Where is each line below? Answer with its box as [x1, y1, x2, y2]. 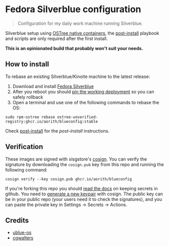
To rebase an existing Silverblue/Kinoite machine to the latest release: [5, 73, 150, 79]
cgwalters [12, 235, 34, 241]
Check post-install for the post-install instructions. [5, 128, 110, 134]
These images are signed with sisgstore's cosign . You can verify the [5, 156, 147, 162]
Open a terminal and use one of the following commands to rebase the [12, 99, 159, 105]
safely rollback [12, 94, 43, 100]
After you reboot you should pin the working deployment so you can [12, 89, 154, 95]
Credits [5, 216, 29, 225]
